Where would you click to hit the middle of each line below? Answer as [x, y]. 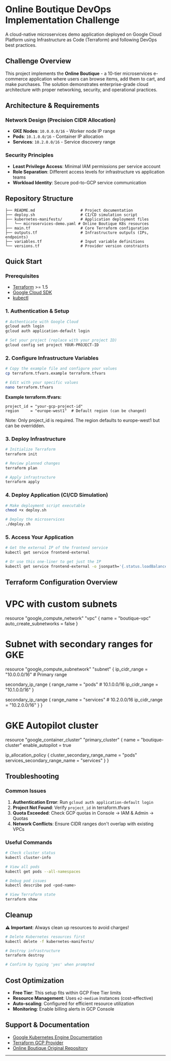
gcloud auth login [25, 326]
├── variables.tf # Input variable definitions [75, 241]
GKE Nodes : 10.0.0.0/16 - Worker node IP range [64, 131]
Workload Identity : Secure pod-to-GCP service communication [79, 182]
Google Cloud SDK [32, 292]
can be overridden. [25, 426]
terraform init [21, 454]
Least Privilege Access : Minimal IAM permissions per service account [87, 166]
